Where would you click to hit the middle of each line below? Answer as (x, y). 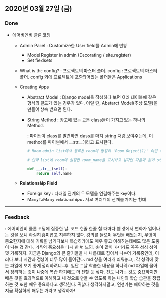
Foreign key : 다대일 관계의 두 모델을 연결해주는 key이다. (82, 193)
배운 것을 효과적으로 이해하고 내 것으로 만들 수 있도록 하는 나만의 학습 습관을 (78, 278)
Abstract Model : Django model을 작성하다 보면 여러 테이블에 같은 (92, 97)
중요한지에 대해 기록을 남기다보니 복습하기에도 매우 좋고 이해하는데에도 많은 (78, 241)
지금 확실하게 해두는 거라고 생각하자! (40, 291)
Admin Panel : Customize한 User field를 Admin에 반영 (73, 45)
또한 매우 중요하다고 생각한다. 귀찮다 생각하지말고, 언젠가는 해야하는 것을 (89, 284)
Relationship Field (39, 183)
